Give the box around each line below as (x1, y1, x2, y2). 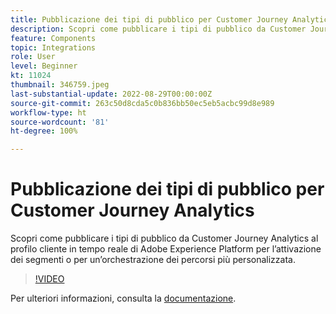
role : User (10, 52, 56, 62)
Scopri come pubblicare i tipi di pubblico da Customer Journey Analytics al (10, 232, 319, 245)
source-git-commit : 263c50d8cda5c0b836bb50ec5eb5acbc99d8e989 (10, 98, 275, 108)
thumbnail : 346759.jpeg (10, 80, 110, 90)
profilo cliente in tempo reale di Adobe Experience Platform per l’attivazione (10, 243, 322, 255)
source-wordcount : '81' (10, 117, 110, 127)
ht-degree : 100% (10, 126, 78, 136)
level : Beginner (10, 61, 78, 71)
